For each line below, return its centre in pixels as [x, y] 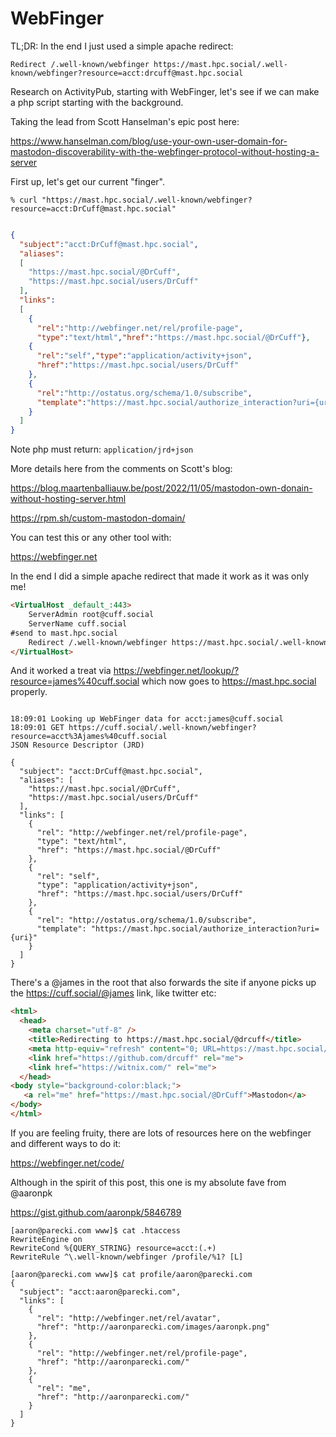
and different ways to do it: [66, 1143]
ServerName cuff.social [78, 623]
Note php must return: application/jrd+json [102, 449]
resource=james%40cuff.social [75, 681]
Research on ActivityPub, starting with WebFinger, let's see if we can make [165, 91]
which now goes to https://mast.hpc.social [229, 681]
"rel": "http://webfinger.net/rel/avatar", [129, 1318]
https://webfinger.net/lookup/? [176, 671]
